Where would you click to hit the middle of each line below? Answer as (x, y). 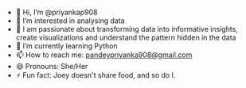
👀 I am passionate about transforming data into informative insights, (127, 29)
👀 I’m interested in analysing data (70, 21)
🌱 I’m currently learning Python (66, 46)
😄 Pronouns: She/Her (52, 66)
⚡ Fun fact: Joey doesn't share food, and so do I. (96, 75)
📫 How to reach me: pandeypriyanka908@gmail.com (104, 55)
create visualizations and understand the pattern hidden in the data (126, 37)
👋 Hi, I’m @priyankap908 (57, 12)
